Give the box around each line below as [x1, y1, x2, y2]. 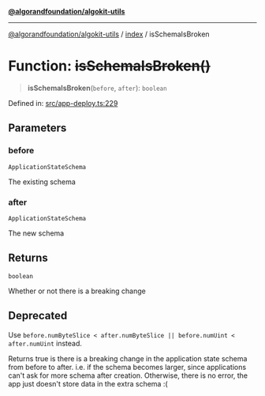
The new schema [8, 228, 65, 238]
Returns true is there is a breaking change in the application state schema [8, 353, 248, 363]
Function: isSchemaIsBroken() [8, 57, 211, 75]
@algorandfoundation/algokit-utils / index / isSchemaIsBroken [8, 29, 211, 39]
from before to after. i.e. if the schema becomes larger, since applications [8, 362, 247, 371]
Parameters [8, 122, 67, 135]
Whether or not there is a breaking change [8, 286, 146, 296]
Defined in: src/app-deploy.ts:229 [8, 98, 118, 107]
